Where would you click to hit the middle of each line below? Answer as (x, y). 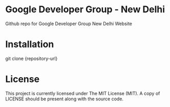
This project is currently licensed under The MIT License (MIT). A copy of (83, 93)
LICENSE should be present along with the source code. (65, 99)
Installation (30, 44)
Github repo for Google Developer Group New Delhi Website (69, 24)
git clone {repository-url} (31, 58)
